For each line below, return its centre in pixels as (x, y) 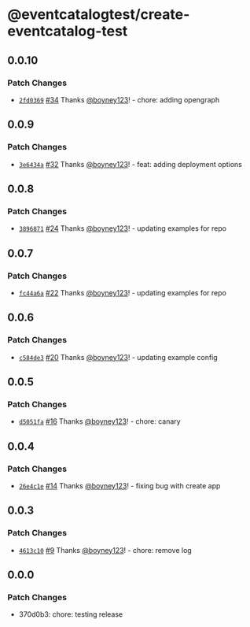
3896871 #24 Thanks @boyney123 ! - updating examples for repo (123, 228)
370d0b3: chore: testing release (71, 614)
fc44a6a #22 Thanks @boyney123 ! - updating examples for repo (123, 292)
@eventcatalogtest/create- (99, 15)
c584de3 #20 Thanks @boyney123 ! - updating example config (118, 357)
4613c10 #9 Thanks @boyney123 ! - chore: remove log (105, 550)
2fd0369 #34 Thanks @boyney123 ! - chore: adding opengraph (119, 99)
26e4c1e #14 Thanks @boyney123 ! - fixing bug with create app (119, 486)
